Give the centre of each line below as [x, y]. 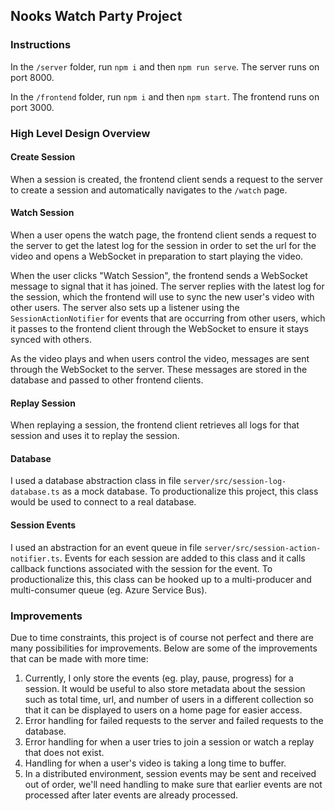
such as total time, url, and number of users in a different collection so [169, 699]
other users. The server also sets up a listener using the [125, 308]
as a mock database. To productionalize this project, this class [190, 491]
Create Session [43, 157]
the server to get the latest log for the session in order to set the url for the [163, 246]
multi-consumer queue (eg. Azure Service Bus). [109, 590]
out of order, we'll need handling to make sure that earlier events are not [173, 784]
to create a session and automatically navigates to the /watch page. [149, 190]
